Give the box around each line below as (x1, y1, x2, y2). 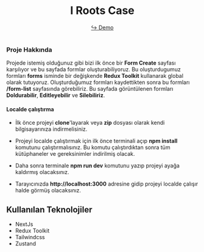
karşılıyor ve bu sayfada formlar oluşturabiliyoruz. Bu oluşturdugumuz (6, 66, 181, 73)
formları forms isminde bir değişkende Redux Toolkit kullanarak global (6, 72, 184, 80)
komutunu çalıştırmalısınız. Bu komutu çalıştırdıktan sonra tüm (15, 144, 171, 151)
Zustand (15, 240, 37, 247)
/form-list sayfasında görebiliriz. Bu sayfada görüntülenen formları (6, 85, 174, 93)
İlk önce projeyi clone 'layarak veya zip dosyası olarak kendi (15, 119, 165, 127)
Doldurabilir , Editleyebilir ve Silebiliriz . (6, 92, 105, 99)
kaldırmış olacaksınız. (15, 169, 69, 176)
